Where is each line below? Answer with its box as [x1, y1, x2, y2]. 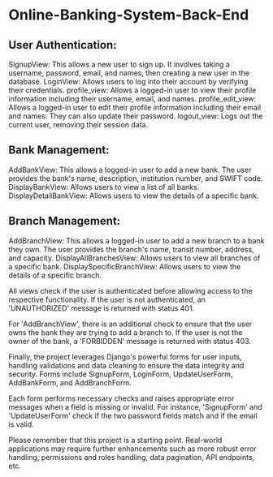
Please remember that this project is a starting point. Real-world [8, 435, 223, 445]
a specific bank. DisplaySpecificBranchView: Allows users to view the [8, 261, 241, 271]
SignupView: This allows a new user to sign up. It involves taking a [8, 59, 230, 69]
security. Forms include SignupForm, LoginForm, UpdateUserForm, [8, 369, 233, 379]
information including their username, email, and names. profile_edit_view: [8, 94, 257, 103]
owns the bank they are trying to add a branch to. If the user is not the [8, 327, 243, 337]
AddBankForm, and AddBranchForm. [8, 377, 132, 387]
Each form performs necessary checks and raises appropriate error [8, 393, 235, 403]
